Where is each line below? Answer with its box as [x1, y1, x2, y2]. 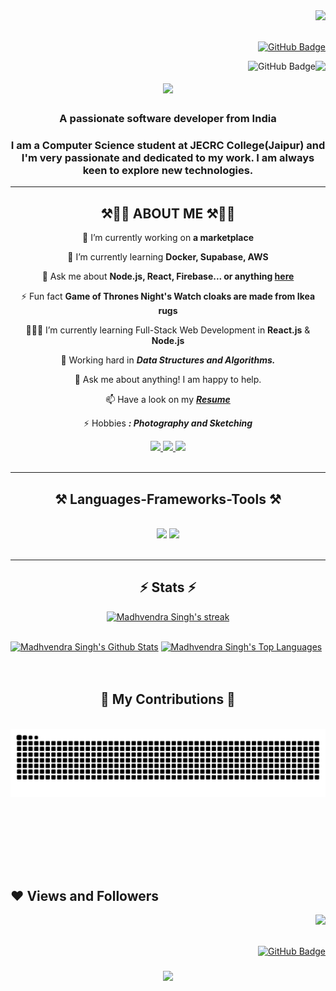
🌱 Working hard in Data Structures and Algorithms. [60, 354, 276, 366]
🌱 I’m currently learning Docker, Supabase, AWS [67, 251, 269, 263]
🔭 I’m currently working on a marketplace [82, 232, 254, 244]
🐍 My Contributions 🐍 [100, 691, 236, 708]
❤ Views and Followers [10, 887, 160, 904]
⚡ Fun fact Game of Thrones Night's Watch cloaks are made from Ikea [20, 290, 316, 303]
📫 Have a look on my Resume [105, 394, 231, 406]
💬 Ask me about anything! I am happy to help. [74, 374, 262, 386]
